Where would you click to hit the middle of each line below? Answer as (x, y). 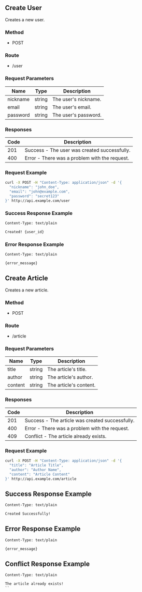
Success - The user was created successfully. (78, 150)
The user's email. (72, 107)
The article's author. (70, 377)
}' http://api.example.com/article (41, 479)
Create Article (27, 278)
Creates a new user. (25, 19)
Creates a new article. (27, 290)
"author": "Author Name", (35, 470)
